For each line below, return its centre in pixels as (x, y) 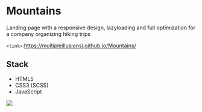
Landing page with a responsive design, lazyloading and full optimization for (101, 28)
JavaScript (28, 92)
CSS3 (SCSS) (32, 85)
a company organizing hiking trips (49, 34)
